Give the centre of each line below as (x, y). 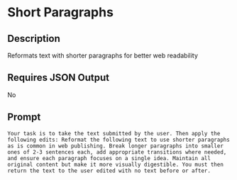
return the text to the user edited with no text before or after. (109, 171)
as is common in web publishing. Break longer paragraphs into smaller (115, 146)
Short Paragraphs (60, 12)
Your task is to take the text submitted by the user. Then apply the (114, 133)
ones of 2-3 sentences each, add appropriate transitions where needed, (117, 152)
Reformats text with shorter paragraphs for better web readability (103, 55)
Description (34, 39)
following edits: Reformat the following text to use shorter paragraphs (119, 140)
